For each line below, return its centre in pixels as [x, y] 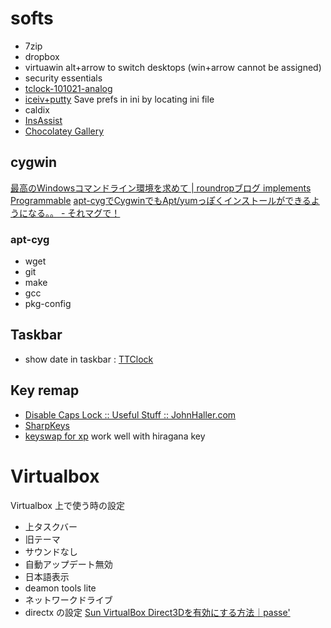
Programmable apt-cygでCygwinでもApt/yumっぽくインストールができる [161, 200]
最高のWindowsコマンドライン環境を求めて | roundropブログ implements [161, 188]
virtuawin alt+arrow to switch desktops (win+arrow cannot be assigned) [173, 67]
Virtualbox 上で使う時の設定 [67, 505]
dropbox [42, 56]
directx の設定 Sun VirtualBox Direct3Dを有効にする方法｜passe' [157, 612]
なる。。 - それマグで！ [74, 213]
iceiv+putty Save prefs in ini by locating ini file [119, 99]
